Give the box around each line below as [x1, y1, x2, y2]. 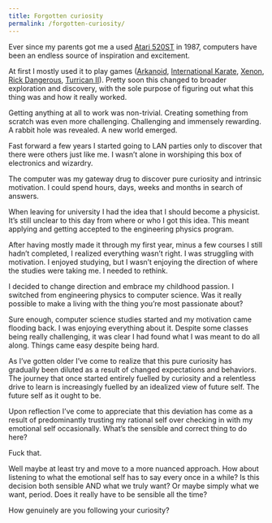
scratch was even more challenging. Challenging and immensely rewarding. [8, 116, 261, 126]
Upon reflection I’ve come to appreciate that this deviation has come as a [8, 406, 253, 416]
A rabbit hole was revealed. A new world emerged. [8, 125, 178, 135]
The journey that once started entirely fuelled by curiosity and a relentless [8, 373, 256, 383]
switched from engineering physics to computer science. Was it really [8, 290, 242, 300]
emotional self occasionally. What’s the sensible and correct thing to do [8, 423, 248, 433]
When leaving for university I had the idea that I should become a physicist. [8, 206, 261, 216]
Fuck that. [8, 447, 42, 457]
